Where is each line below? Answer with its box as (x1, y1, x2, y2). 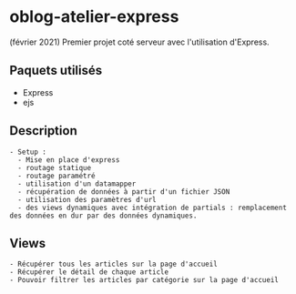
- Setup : (9, 147, 47, 157)
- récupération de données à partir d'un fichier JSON (17, 187, 230, 197)
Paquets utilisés (9, 63, 103, 78)
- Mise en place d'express (17, 155, 120, 165)
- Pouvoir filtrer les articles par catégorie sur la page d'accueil (9, 276, 280, 285)
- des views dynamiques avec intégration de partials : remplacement (17, 203, 287, 212)
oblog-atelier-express (9, 6, 179, 27)
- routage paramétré (17, 171, 96, 180)
